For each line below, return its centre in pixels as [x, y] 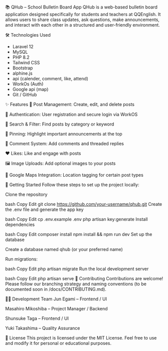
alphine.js [22, 73]
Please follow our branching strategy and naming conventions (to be [76, 284]
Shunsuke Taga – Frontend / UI [37, 318]
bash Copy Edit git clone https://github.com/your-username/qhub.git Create [84, 204]
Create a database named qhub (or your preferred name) [64, 249]
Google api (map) [30, 89]
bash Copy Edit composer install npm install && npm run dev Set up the [79, 234]
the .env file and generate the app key [44, 209]
